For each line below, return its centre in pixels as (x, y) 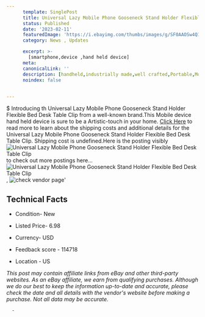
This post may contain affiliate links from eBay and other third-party (92, 273)
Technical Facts (37, 199)
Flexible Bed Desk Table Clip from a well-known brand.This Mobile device (99, 115)
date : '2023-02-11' (47, 29)
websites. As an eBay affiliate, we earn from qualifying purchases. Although (102, 280)
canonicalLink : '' (46, 69)
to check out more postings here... (50, 160)
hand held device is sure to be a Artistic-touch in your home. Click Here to (99, 121)
